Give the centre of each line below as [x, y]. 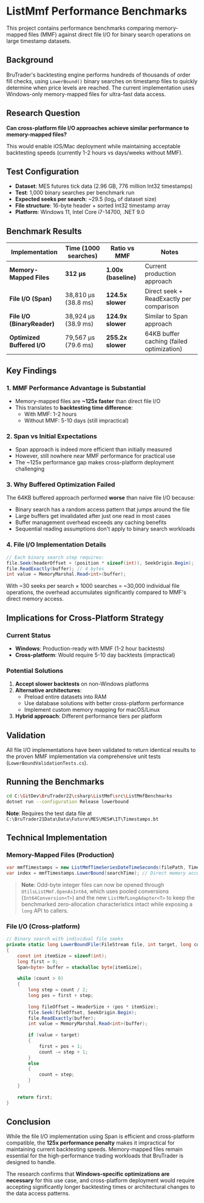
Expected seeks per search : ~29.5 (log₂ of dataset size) [86, 199]
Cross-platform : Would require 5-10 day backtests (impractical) [95, 655]
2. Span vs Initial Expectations [52, 436]
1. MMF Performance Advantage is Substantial [76, 388]
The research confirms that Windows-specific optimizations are [88, 1174]
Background [30, 60]
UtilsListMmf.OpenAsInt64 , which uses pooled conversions [95, 891]
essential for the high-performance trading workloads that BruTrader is [95, 1156]
